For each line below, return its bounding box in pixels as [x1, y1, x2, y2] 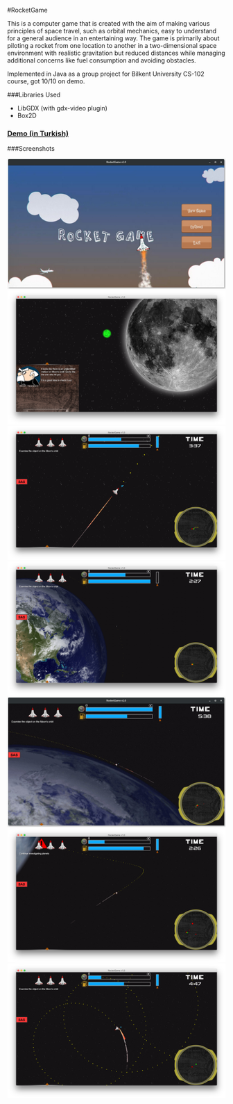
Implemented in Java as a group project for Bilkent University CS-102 [7, 69, 205, 78]
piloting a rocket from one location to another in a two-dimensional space [7, 42, 217, 49]
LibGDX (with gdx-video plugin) [17, 104, 107, 112]
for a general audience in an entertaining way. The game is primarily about [7, 34, 220, 42]
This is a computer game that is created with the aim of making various [7, 19, 210, 27]
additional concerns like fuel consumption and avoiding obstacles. [7, 56, 196, 65]
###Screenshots [7, 145, 55, 153]
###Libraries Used [7, 90, 61, 99]
